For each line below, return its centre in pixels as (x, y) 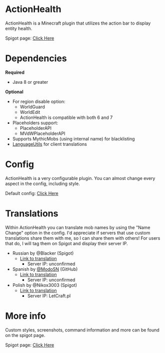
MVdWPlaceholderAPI (42, 133)
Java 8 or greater (30, 82)
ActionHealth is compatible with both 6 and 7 (66, 117)
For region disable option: (39, 101)
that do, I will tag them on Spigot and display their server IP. (67, 243)
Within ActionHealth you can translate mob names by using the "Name (78, 227)
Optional (14, 92)
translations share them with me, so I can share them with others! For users (83, 238)
